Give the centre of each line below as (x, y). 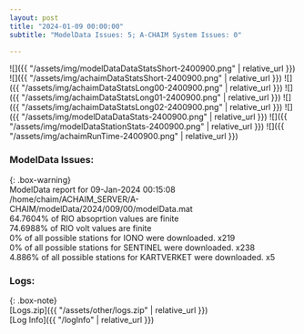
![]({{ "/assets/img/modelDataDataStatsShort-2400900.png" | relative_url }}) (152, 68)
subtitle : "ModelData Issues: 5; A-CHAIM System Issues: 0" (126, 35)
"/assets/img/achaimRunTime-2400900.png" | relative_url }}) (124, 137)
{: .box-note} (33, 300)
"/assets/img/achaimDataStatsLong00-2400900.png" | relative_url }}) (152, 88)
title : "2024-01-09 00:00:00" (67, 26)
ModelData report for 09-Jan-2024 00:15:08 (92, 189)
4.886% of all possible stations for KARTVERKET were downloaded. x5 (142, 257)
